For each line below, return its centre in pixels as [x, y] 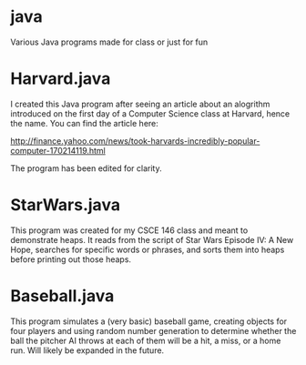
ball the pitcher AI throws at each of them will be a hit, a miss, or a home [146, 340]
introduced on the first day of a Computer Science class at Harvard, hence [150, 113]
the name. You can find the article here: [84, 123]
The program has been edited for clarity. [86, 168]
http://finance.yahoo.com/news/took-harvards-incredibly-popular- [135, 141]
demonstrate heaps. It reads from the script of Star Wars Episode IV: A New [152, 239]
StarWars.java [66, 205]
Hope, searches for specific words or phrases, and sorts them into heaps [148, 249]
